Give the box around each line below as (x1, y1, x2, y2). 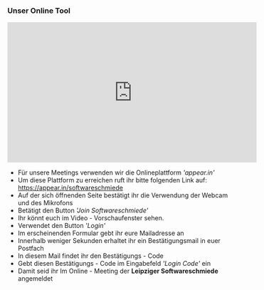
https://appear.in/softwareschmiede (17, 184, 123, 192)
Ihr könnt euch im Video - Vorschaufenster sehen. (17, 214, 164, 222)
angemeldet (17, 274, 53, 283)
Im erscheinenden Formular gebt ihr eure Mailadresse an (17, 229, 184, 237)
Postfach (17, 244, 44, 253)
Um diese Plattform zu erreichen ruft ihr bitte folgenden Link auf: (17, 176, 208, 185)
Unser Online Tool (7, 6, 71, 16)
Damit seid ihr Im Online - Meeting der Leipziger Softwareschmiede (17, 266, 218, 276)
